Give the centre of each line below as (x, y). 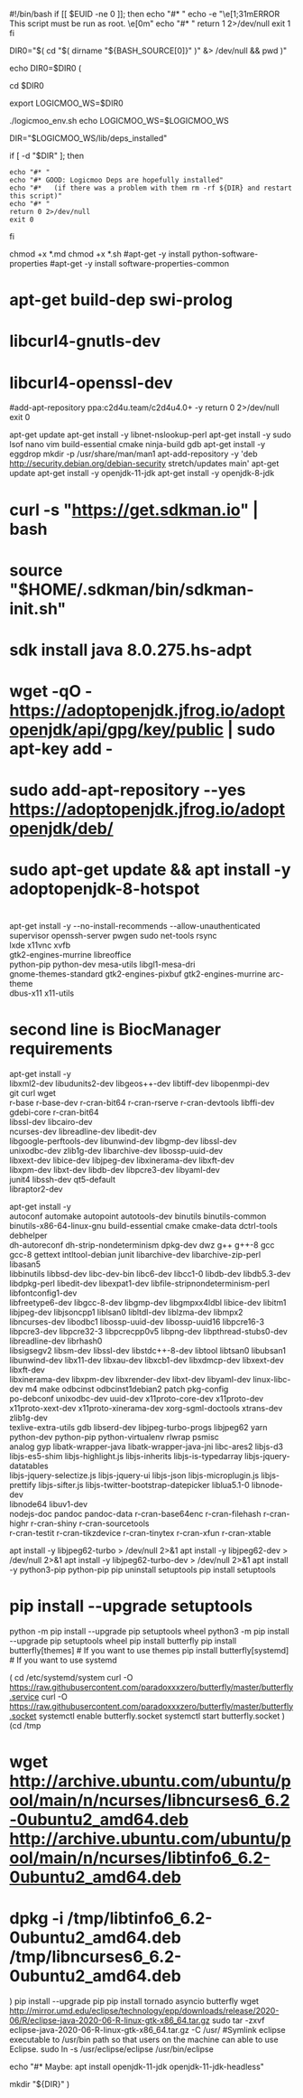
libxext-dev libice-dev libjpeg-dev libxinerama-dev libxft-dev (122, 1160)
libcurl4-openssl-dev (91, 383)
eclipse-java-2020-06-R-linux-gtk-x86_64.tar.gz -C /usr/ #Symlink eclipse (147, 2029)
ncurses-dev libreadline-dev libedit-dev (83, 1131)
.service (24, 1696)
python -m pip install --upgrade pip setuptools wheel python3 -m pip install (150, 1631)
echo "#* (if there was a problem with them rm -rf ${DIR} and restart (151, 188)
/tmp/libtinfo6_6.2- (140, 1918)
